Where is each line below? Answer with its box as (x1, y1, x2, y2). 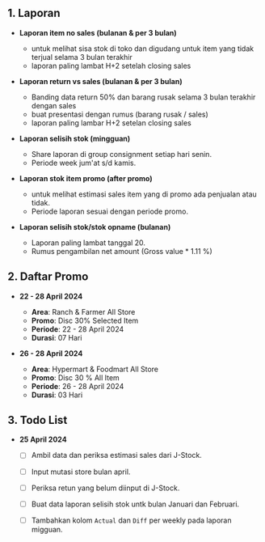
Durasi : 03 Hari (31, 390, 83, 400)
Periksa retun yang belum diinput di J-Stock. (31, 483, 180, 493)
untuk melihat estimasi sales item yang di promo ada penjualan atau (31, 189, 258, 199)
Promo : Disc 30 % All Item (31, 372, 120, 383)
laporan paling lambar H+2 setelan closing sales (31, 117, 191, 128)
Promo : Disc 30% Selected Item (31, 315, 139, 325)
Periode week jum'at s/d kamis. (31, 158, 137, 167)
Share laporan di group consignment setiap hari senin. (31, 149, 212, 159)
